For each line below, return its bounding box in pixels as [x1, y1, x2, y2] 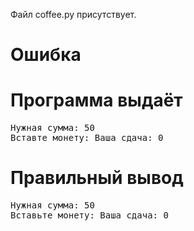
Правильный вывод [10, 167, 184, 189]
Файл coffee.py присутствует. [10, 9, 137, 20]
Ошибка [10, 44, 82, 66]
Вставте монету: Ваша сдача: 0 [10, 132, 164, 144]
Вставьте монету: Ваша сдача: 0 [10, 210, 169, 221]
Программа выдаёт [10, 89, 183, 112]
